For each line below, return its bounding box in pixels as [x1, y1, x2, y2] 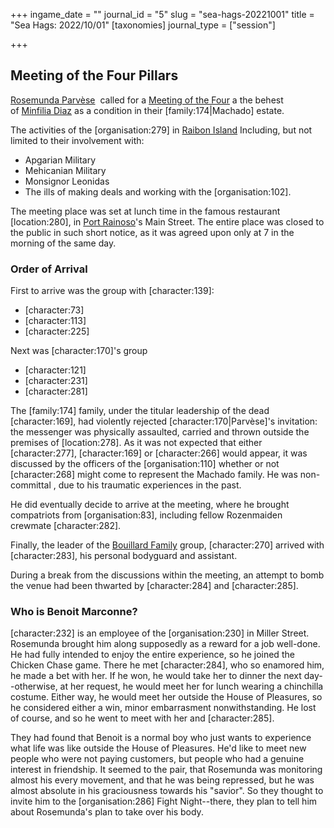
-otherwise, [10, 680, 58, 693]
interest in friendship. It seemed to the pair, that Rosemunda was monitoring [10, 764, 323, 776]
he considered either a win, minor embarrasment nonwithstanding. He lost [10, 702, 317, 714]
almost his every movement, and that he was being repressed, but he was [10, 774, 315, 786]
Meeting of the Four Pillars [10, 67, 179, 84]
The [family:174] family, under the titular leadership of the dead [10, 405, 270, 417]
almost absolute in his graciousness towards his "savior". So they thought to [10, 785, 324, 797]
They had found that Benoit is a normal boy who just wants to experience [10, 732, 312, 744]
